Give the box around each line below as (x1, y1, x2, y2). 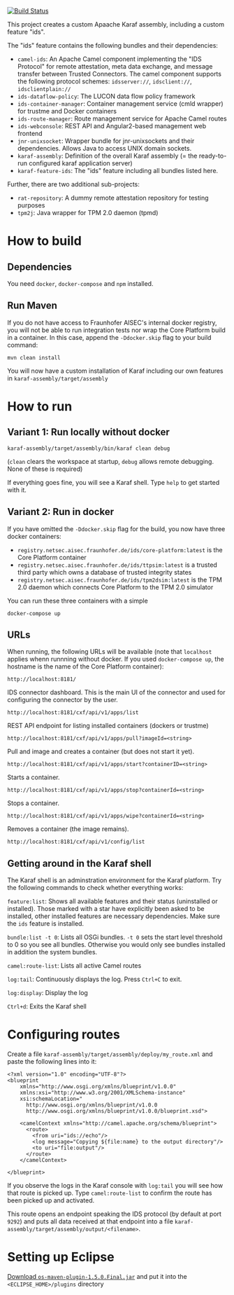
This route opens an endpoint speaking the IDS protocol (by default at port (7, 1210, 222, 1219)
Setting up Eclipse (7, 1249, 115, 1265)
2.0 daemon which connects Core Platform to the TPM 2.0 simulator (17, 582, 214, 591)
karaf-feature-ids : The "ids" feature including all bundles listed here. (17, 167, 219, 174)
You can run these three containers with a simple (7, 596, 148, 605)
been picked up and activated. (7, 1196, 95, 1205)
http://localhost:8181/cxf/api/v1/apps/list (7, 709, 139, 716)
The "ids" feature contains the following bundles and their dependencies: (7, 41, 219, 49)
